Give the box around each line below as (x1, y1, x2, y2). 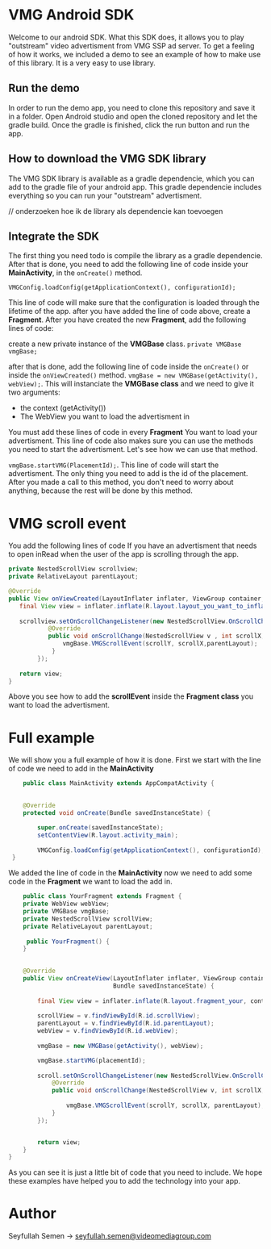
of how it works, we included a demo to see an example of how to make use (8, 49, 261, 59)
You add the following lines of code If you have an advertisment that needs (8, 541, 257, 550)
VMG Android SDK (8, 6, 135, 24)
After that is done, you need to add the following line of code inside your (8, 260, 248, 269)
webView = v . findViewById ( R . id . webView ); (37, 1027, 179, 1035)
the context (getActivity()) (19, 403, 106, 413)
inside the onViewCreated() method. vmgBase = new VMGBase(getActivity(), (8, 370, 259, 380)
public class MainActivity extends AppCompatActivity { (23, 779, 215, 787)
